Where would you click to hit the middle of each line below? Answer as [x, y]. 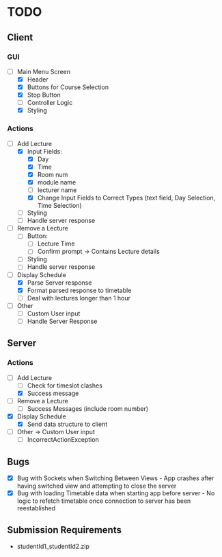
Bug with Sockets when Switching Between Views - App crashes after [115, 478]
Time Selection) [59, 206]
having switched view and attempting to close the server [97, 486]
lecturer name [57, 190]
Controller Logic [50, 103]
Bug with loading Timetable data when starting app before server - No [116, 493]
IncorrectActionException [63, 440]
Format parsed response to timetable [79, 290]
